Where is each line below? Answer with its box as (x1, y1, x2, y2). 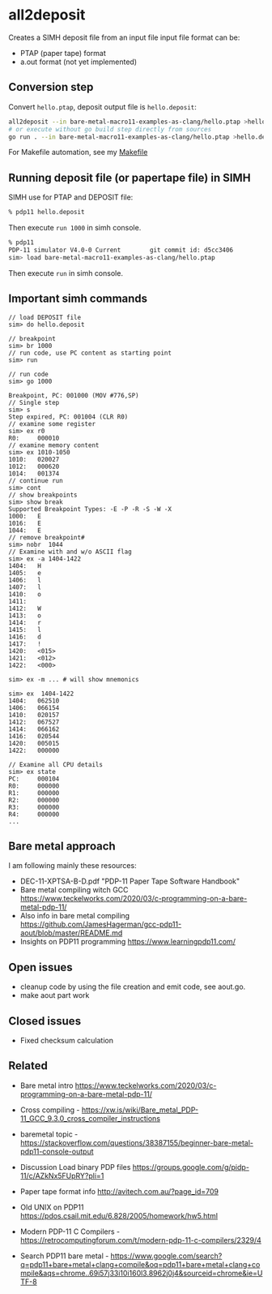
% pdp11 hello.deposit (8, 209, 85, 217)
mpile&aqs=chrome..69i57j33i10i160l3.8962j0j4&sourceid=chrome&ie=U (19, 1268, 263, 1278)
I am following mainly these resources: (8, 861, 137, 871)
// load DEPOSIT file (8, 313, 82, 321)
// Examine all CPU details (8, 760, 104, 768)
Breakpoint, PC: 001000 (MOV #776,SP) (8, 391, 139, 399)
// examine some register (8, 419, 96, 428)
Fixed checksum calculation (19, 1035, 113, 1045)
